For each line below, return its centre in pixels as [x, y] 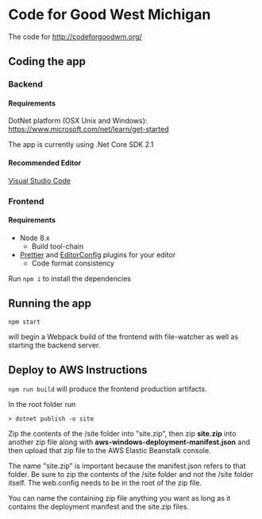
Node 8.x [35, 238]
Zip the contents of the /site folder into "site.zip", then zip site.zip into [122, 434]
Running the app [50, 304]
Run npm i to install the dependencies [69, 278]
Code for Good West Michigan [110, 15]
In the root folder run [42, 405]
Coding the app [47, 62]
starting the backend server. [54, 345]
